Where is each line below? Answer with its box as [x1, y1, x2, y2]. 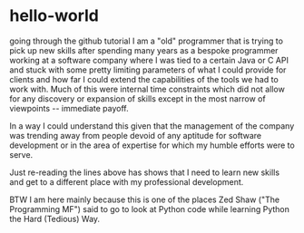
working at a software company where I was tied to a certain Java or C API [9, 54, 289, 65]
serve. [9, 149, 34, 160]
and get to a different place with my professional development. [9, 176, 244, 187]
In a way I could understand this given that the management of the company [9, 120, 295, 131]
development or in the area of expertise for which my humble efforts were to [9, 140, 295, 150]
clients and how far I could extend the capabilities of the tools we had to [9, 73, 279, 84]
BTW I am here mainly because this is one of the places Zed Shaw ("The [9, 194, 279, 205]
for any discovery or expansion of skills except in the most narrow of [9, 92, 266, 104]
